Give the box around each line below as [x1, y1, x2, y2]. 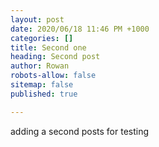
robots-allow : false [10, 71, 97, 81]
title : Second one [10, 42, 87, 53]
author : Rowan [10, 61, 70, 71]
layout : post [10, 14, 65, 25]
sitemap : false [10, 80, 74, 90]
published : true [10, 89, 78, 99]
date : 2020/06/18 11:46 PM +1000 [10, 24, 150, 34]
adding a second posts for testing [10, 125, 150, 137]
